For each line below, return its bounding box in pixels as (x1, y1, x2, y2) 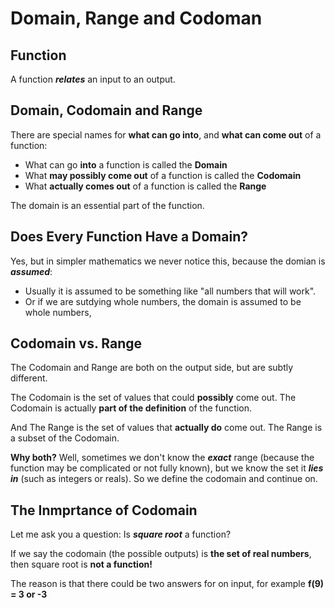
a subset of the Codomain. (10, 432, 120, 444)
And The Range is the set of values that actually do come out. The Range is (10, 422, 323, 434)
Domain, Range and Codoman (10, 7, 263, 30)
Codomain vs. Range (10, 335, 143, 352)
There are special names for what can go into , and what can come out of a (10, 128, 322, 141)
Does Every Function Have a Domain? (10, 228, 248, 246)
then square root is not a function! (10, 558, 153, 571)
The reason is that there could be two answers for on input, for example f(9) (10, 578, 325, 590)
